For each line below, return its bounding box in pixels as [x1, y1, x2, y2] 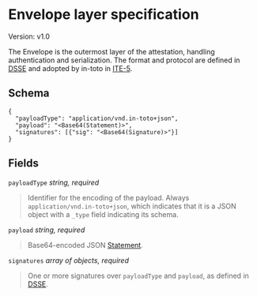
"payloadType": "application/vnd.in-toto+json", [15, 114, 179, 122]
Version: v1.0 [8, 32, 50, 41]
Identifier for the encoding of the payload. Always [27, 193, 190, 202]
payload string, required [8, 225, 85, 234]
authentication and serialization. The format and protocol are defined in [8, 55, 240, 65]
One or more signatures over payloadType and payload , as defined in [27, 271, 249, 280]
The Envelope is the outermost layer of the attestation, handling [8, 47, 215, 56]
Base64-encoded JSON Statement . [27, 240, 144, 249]
